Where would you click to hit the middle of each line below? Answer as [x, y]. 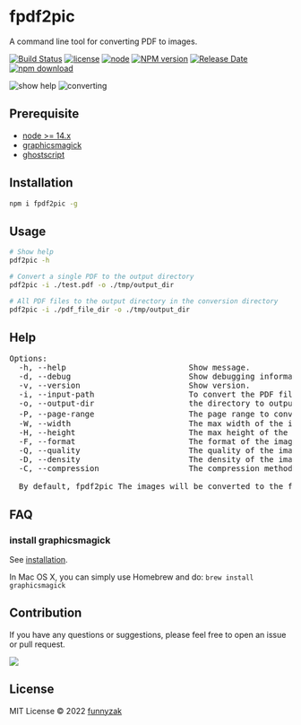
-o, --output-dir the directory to [142, 404]
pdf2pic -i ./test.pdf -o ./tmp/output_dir [92, 284]
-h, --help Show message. [134, 368]
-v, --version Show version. [134, 386]
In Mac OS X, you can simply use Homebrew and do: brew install [132, 577]
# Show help [31, 252]
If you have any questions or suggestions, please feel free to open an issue [148, 634]
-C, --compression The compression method [155, 469]
